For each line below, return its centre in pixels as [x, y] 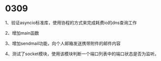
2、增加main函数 [22, 33]
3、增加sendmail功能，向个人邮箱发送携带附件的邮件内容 [63, 43]
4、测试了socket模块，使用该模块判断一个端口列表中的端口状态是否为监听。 [82, 54]
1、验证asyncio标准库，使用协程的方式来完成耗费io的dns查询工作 [71, 22]
